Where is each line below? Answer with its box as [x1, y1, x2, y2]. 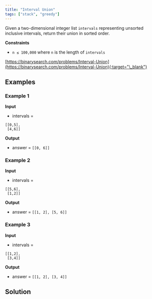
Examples [5, 78, 35, 86]
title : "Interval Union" [5, 7, 55, 12]
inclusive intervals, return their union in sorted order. [5, 30, 110, 36]
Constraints [5, 40, 30, 45]
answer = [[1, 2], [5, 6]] [12, 209, 67, 215]
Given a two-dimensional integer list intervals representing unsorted [5, 25, 144, 31]
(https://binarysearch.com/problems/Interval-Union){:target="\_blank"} [5, 64, 147, 70]
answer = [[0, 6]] [12, 145, 50, 151]
